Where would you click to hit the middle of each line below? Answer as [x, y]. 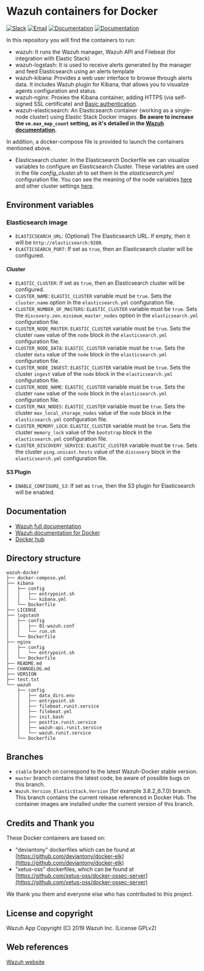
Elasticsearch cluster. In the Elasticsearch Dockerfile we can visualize [102, 159]
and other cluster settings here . [55, 186]
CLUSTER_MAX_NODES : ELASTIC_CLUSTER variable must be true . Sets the [100, 406]
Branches [25, 757]
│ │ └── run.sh [31, 631]
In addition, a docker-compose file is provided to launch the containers [95, 141]
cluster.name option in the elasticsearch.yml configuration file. [95, 302]
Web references [37, 947]
